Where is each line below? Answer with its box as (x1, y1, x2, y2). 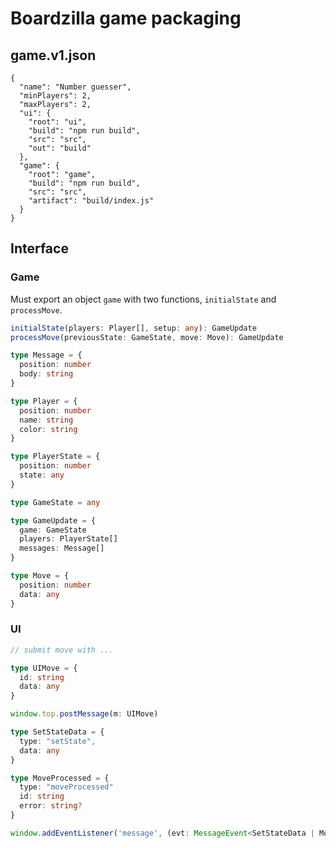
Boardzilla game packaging (10, 7, 242, 30)
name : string (19, 415, 74, 425)
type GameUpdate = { (10, 515, 97, 526)
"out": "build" (28, 143, 92, 153)
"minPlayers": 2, (19, 91, 92, 101)
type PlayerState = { (10, 452, 101, 462)
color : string (19, 424, 78, 434)
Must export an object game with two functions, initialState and (10, 293, 277, 305)
